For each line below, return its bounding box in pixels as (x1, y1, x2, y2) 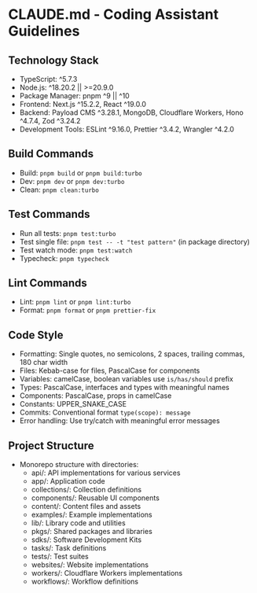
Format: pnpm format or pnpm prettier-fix (19, 305, 156, 315)
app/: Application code (31, 477, 105, 486)
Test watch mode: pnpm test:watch (19, 245, 133, 255)
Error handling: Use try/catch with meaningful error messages (19, 416, 220, 425)
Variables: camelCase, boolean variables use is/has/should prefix (19, 374, 233, 384)
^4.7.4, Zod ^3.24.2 (19, 116, 81, 125)
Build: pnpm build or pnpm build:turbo (19, 168, 143, 178)
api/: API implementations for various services (31, 468, 181, 477)
